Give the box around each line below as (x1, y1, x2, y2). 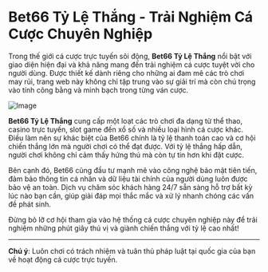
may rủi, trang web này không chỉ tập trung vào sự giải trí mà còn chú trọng (8, 77, 256, 86)
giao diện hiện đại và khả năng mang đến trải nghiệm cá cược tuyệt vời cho (8, 60, 255, 69)
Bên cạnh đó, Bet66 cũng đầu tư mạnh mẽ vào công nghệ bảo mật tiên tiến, (8, 165, 258, 175)
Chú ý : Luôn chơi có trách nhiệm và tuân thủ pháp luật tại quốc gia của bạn (8, 246, 256, 255)
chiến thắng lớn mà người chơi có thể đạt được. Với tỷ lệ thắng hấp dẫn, (8, 141, 243, 151)
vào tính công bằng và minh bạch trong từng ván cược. (8, 85, 189, 95)
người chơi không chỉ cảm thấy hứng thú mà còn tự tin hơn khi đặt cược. (8, 150, 245, 160)
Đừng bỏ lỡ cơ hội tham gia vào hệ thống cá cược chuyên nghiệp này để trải (8, 215, 258, 224)
